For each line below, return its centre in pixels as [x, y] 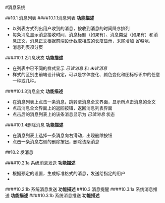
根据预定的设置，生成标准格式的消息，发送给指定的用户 [69, 173]
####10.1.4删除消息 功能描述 [34, 125]
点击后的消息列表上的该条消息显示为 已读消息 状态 [63, 114]
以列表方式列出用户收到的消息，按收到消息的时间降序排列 [71, 28]
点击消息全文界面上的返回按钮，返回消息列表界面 [62, 108]
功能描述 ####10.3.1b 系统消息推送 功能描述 [55, 195]
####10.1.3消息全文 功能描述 [34, 91]
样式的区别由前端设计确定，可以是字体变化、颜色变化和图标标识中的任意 [86, 74]
